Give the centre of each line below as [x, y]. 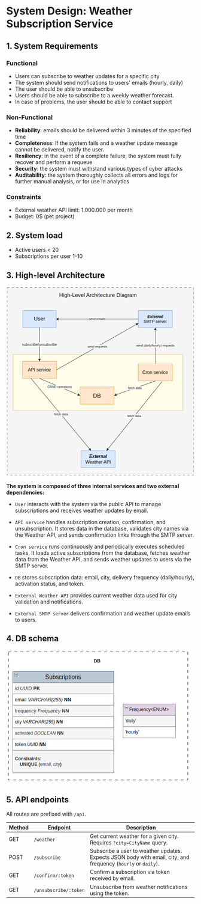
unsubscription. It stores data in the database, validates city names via [102, 528]
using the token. [109, 893]
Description [141, 827]
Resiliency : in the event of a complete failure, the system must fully [98, 156]
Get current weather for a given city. [134, 836]
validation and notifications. [49, 602]
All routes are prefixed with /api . [46, 814]
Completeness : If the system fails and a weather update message [96, 143]
